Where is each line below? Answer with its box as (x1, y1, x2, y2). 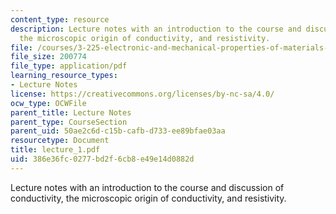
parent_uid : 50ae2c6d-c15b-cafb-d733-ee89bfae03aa (10, 126, 226, 136)
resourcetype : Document (10, 136, 110, 146)
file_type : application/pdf (10, 61, 128, 71)
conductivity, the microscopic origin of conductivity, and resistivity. (10, 192, 287, 204)
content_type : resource (10, 14, 110, 25)
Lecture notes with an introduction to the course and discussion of (10, 181, 285, 193)
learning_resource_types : (10, 71, 118, 81)
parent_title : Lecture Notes (10, 107, 132, 118)
